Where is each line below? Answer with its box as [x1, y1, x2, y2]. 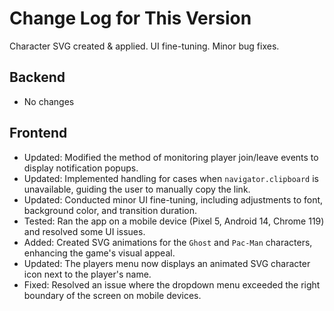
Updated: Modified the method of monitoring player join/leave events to [23, 151, 319, 163]
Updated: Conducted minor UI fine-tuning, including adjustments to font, [23, 193, 324, 206]
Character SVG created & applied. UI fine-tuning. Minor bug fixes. [9, 40, 280, 52]
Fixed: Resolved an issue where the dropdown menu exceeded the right [23, 278, 321, 291]
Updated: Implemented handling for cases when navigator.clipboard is [23, 172, 319, 184]
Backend [9, 69, 66, 86]
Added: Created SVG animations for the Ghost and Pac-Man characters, [23, 236, 313, 248]
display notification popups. [23, 162, 139, 174]
